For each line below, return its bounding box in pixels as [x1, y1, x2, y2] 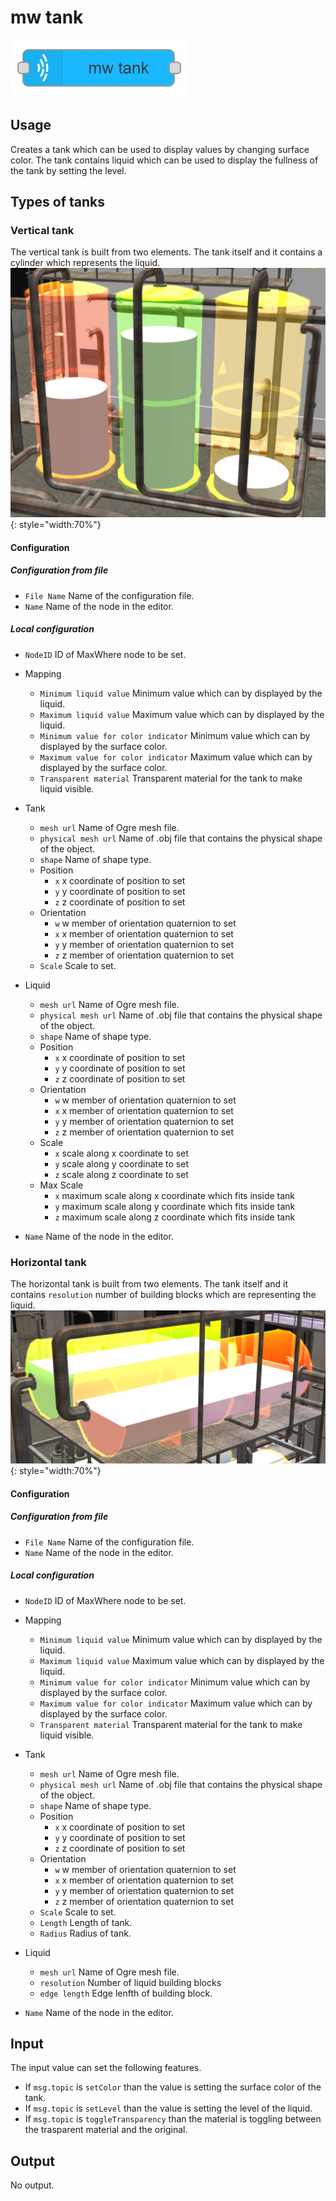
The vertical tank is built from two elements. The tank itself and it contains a [10, 246, 323, 258]
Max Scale [39, 1179, 84, 1191]
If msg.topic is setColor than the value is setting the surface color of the [24, 2081, 322, 2093]
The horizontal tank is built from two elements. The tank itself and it [10, 1277, 289, 1290]
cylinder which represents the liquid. [10, 257, 161, 269]
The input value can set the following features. [10, 2062, 202, 2074]
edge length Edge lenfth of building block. [39, 1987, 213, 1999]
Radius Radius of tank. [39, 1927, 132, 1939]
